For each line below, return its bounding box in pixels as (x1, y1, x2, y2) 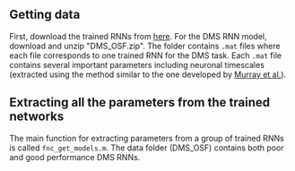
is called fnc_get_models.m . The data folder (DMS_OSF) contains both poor (9, 142, 284, 153)
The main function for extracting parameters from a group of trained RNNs (9, 133, 284, 143)
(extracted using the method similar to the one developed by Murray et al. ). (9, 69, 287, 80)
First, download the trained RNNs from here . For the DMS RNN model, (9, 30, 267, 41)
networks (9, 109, 65, 124)
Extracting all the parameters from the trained (9, 95, 271, 110)
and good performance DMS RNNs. (9, 151, 141, 162)
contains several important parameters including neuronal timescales (9, 59, 265, 70)
